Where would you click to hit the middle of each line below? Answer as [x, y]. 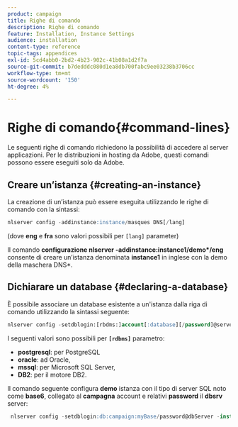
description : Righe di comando [53, 27]
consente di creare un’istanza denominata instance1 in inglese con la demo [118, 257]
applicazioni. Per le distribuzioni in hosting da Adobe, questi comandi [108, 155]
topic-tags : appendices [42, 54]
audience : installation [42, 40]
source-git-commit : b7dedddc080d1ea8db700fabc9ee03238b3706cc [101, 67]
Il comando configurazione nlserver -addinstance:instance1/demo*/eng [115, 250]
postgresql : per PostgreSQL [59, 352]
